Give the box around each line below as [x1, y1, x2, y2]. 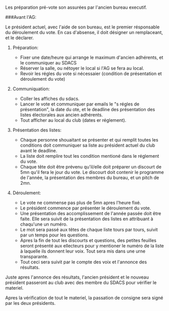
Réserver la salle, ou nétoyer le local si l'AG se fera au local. [20, 65, 144, 71]
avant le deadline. [20, 148, 57, 154]
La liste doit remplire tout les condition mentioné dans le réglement [20, 153, 159, 159]
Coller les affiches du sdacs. [20, 96, 80, 101]
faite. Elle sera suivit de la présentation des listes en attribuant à [20, 216, 153, 222]
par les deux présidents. [5, 300, 56, 306]
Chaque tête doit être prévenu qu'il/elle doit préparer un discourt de [20, 164, 162, 169]
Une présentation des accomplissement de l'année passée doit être [20, 211, 161, 216]
